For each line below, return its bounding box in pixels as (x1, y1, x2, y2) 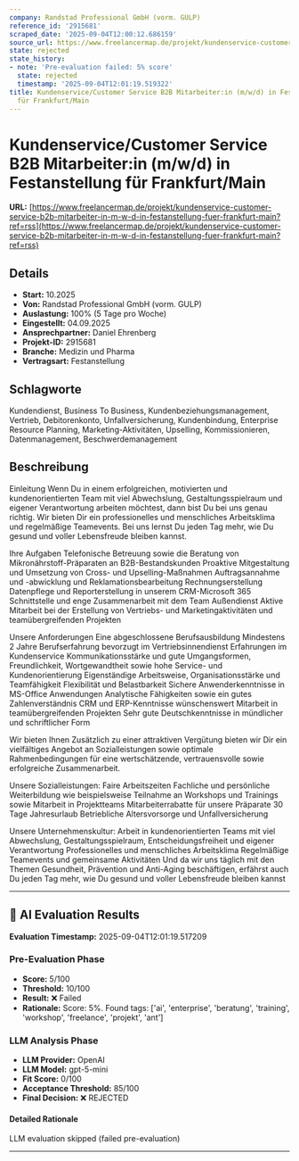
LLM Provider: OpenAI (21, 1055, 105, 1066)
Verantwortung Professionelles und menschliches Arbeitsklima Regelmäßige (9, 844, 289, 855)
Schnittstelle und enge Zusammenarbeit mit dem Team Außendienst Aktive (9, 595, 284, 606)
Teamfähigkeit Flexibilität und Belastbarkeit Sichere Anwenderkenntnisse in (9, 679, 285, 690)
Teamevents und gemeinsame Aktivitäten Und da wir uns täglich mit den (9, 854, 275, 865)
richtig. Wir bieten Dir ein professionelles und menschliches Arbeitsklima (9, 511, 276, 522)
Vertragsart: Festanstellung (21, 356, 125, 367)
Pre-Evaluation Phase (9, 953, 105, 966)
